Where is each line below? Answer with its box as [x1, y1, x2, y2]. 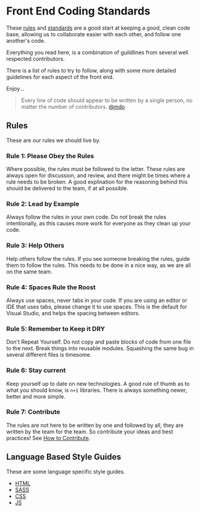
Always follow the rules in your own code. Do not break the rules [6, 213, 167, 221]
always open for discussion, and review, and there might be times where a [6, 172, 190, 179]
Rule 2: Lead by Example [6, 199, 80, 208]
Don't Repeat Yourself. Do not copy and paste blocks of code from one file [6, 338, 192, 345]
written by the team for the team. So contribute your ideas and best [6, 427, 173, 435]
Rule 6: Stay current [6, 366, 66, 375]
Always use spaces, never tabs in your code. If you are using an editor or [6, 296, 188, 304]
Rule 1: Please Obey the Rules [6, 152, 95, 160]
